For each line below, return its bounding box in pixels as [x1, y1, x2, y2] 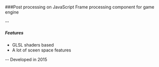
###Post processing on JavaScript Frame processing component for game [5, 4, 155, 10]
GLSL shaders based [12, 42, 54, 48]
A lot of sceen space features [12, 47, 71, 53]
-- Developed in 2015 [5, 56, 48, 62]
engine [5, 9, 19, 15]
